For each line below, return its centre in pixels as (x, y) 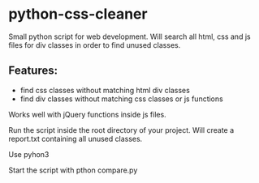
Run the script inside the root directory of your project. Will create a (121, 130)
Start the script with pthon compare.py (73, 170)
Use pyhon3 (29, 154)
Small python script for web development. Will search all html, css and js (129, 36)
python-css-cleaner (78, 14)
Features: (33, 71)
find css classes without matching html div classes (105, 90)
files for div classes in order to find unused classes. (95, 45)
